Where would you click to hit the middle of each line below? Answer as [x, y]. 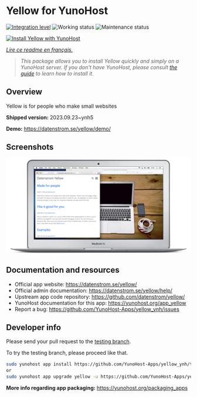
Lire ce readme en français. [40, 49]
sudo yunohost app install [39, 364]
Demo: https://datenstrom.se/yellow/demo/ [59, 129]
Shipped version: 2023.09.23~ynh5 [50, 117]
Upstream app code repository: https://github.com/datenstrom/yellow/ [100, 296]
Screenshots [30, 147]
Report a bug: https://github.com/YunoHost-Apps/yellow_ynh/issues [97, 309]
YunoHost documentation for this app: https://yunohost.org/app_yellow [100, 303]
